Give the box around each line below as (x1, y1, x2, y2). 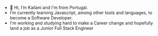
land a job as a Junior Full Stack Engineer (9, 25, 94, 31)
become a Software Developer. (9, 15, 73, 20)
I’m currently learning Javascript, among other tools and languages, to (9, 10, 153, 16)
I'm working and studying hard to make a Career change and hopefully (9, 20, 154, 26)
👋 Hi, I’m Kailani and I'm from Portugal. (9, 5, 88, 10)
